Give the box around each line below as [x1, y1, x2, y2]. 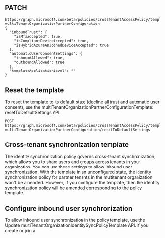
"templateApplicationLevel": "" [9, 68, 76, 73]
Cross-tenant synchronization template [5, 141, 129, 149]
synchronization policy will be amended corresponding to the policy [5, 185, 142, 190]
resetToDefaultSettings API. [5, 109, 61, 115]
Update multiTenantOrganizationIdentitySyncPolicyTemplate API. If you [5, 222, 149, 228]
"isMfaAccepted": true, [14, 34, 63, 39]
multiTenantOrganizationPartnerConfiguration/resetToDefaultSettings [5, 127, 151, 132]
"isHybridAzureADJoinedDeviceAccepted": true [14, 43, 109, 48]
